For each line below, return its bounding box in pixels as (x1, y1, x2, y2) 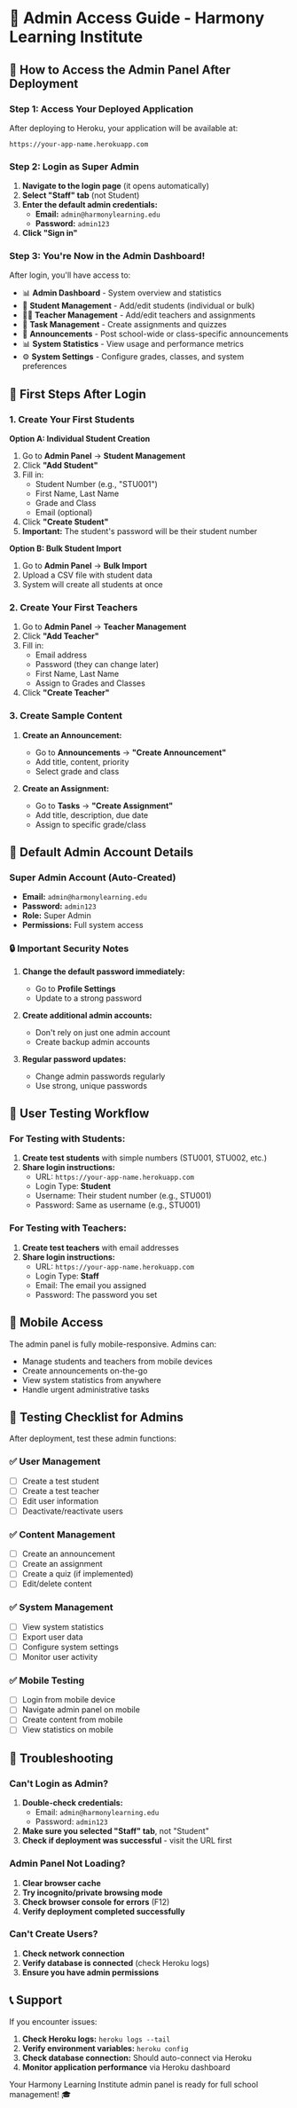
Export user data (21, 1632, 83, 1642)
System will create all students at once (21, 579, 163, 590)
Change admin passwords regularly (35, 1071, 166, 1082)
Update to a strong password (35, 993, 142, 1003)
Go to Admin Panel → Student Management (21, 451, 186, 461)
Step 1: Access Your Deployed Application (9, 102, 193, 114)
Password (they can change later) (35, 659, 160, 670)
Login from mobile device (21, 1695, 116, 1705)
